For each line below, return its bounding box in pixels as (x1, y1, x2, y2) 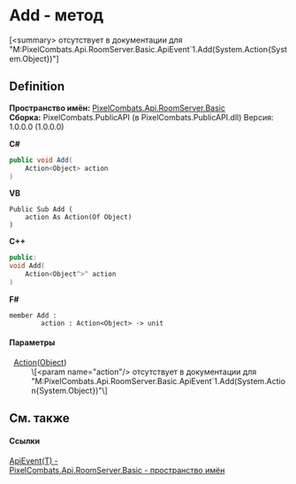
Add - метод (9, 5, 104, 26)
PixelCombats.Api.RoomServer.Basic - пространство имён (9, 465, 225, 475)
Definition (9, 79, 65, 94)
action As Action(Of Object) (25, 213, 133, 222)
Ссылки (9, 435, 41, 447)
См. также (9, 411, 71, 426)
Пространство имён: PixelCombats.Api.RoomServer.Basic (9, 103, 226, 113)
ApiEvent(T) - (9, 455, 59, 465)
